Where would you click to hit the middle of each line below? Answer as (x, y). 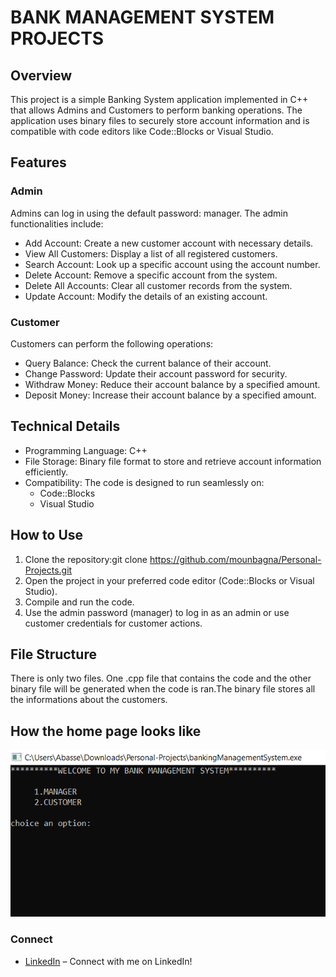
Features (38, 162)
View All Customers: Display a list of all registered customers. (151, 253)
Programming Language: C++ (86, 450)
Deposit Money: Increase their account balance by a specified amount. (170, 395)
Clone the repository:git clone (86, 559)
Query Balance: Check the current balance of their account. (148, 363)
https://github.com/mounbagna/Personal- (235, 559)
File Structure (53, 654)
